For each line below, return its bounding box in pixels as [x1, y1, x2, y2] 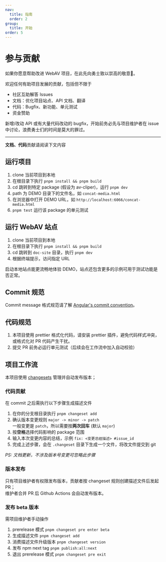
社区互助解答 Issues [12, 91, 53, 97]
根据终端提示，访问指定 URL [12, 255, 70, 261]
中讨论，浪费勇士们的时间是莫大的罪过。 [5, 127, 87, 133]
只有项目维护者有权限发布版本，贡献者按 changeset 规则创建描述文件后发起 [5, 478, 159, 484]
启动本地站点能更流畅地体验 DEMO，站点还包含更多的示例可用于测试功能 [5, 266, 154, 272]
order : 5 [5, 30, 23, 35]
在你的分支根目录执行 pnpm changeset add [12, 411, 97, 417]
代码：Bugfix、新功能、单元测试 [12, 103, 78, 109]
